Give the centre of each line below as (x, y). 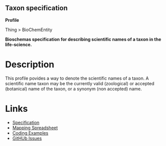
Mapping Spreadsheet (35, 128)
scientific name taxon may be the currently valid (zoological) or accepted (80, 83)
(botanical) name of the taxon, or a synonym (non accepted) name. (74, 89)
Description (30, 64)
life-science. (19, 45)
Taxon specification (36, 8)
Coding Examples (30, 133)
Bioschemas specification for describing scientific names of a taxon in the (83, 39)
